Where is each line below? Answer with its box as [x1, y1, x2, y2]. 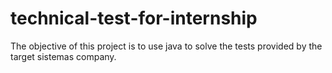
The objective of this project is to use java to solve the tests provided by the [10, 40, 323, 52]
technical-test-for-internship [10, 7, 258, 30]
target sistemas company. [10, 50, 117, 62]
